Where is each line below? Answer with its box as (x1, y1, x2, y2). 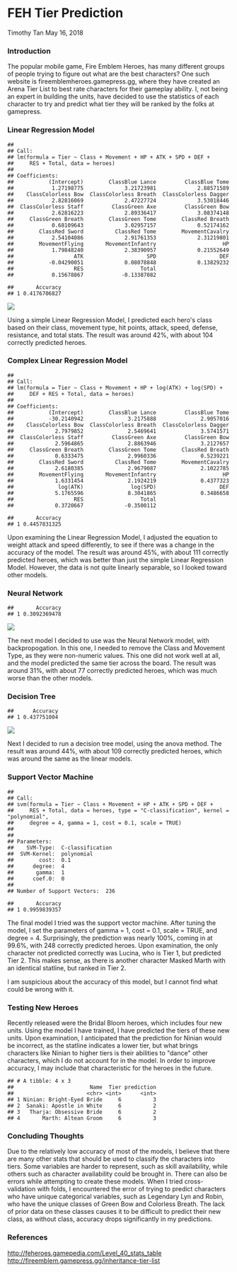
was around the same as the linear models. (7, 754, 133, 763)
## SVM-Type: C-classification (7, 844, 112, 851)
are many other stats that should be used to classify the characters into (7, 1154, 215, 1163)
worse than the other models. (7, 674, 93, 683)
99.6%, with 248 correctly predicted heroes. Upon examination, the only (7, 941, 219, 950)
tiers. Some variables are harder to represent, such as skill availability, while (7, 1162, 229, 1171)
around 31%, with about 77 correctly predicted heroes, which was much (7, 666, 217, 675)
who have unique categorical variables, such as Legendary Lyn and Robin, (7, 1192, 224, 1201)
